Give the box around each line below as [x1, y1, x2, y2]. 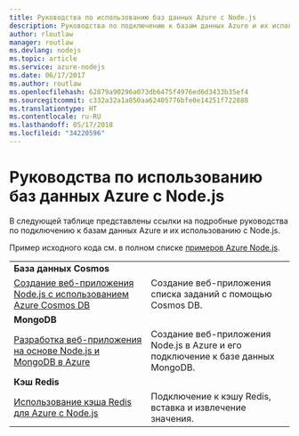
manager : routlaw [9, 37, 74, 47]
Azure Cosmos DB [13, 299, 91, 311]
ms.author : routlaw [9, 79, 82, 88]
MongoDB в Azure [13, 355, 91, 367]
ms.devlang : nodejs [9, 46, 82, 55]
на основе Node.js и [13, 344, 101, 357]
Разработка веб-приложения [13, 333, 142, 345]
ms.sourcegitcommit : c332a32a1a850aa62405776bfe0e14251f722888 [9, 95, 249, 105]
